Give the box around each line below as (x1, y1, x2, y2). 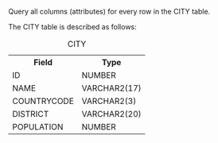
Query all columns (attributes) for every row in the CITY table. (8, 7, 211, 16)
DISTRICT (12, 109, 49, 119)
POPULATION (12, 122, 64, 132)
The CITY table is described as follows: (8, 22, 137, 31)
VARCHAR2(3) (81, 95, 137, 106)
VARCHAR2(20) (81, 109, 142, 119)
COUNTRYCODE (12, 95, 74, 106)
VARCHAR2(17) (81, 83, 142, 94)
